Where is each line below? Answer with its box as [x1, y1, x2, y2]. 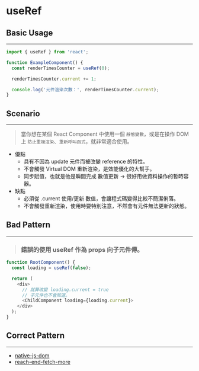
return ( [11, 276, 33, 282]
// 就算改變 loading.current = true [21, 286, 109, 293]
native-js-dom [14, 351, 50, 359]
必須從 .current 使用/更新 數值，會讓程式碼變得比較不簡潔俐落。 [23, 195, 179, 202]
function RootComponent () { [6, 260, 76, 266]
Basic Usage [6, 28, 53, 38]
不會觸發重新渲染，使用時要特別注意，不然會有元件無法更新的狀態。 [23, 203, 190, 210]
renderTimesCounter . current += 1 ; [11, 76, 97, 82]
